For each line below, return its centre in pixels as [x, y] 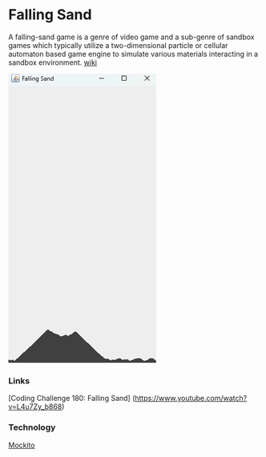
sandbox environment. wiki [53, 62]
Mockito [22, 445]
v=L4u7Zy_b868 [35, 407]
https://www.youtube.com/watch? [191, 399]
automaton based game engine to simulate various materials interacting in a [133, 54]
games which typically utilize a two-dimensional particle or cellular [118, 45]
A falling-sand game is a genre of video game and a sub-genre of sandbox [131, 37]
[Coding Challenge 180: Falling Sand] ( [72, 399]
